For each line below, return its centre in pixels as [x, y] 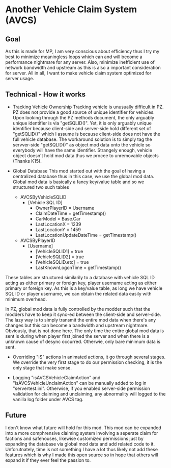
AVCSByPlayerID [38, 240]
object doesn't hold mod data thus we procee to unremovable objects [85, 155]
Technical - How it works [46, 95]
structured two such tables [41, 187]
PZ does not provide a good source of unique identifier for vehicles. [84, 112]
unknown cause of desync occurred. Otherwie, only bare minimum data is [83, 341]
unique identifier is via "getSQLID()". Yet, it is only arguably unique [82, 123]
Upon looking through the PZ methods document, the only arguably [83, 117]
